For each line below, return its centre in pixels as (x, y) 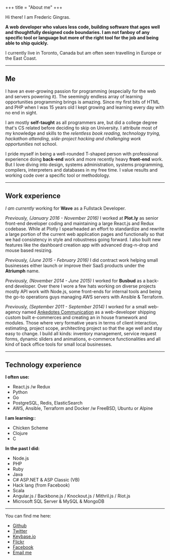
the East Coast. (21, 58)
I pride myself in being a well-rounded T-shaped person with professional (82, 153)
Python (20, 392)
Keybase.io (24, 537)
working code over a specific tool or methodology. (58, 175)
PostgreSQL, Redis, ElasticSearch (48, 403)
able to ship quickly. (27, 43)
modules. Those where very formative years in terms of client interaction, (82, 323)
